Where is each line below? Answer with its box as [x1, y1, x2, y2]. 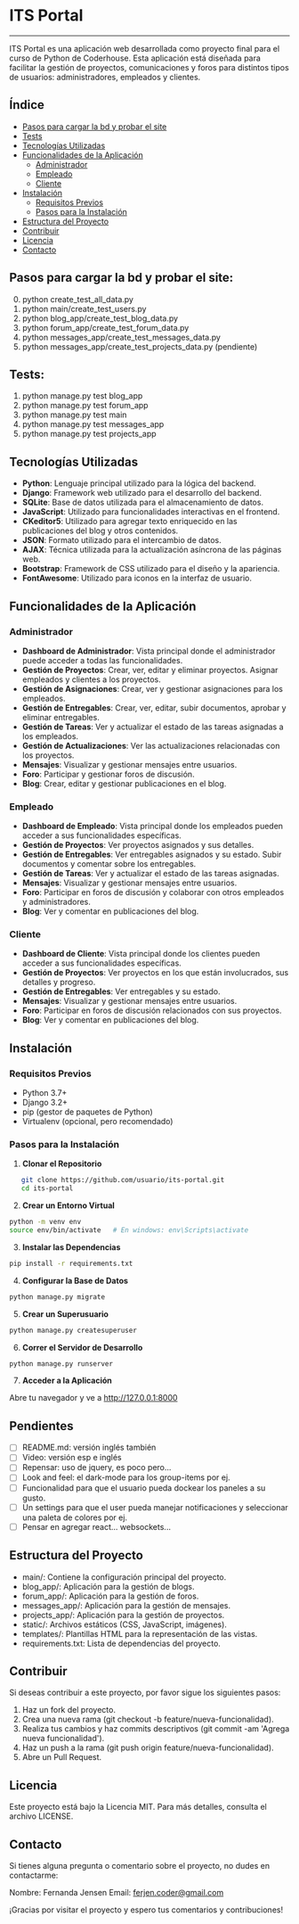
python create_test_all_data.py [21, 293, 133, 304]
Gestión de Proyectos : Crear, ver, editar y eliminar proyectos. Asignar [21, 664, 279, 675]
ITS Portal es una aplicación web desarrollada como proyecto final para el [9, 43, 280, 53]
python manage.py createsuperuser [9, 1326, 138, 1335]
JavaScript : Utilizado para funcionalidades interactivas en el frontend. [21, 506, 280, 517]
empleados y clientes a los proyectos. [21, 674, 162, 685]
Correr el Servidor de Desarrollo [21, 1342, 143, 1353]
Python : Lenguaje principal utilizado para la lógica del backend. [21, 478, 256, 489]
